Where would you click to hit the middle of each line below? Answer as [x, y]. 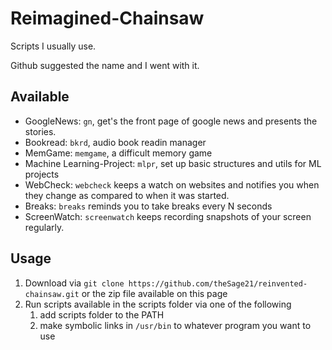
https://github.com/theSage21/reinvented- [218, 283]
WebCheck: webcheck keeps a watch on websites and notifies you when [172, 184]
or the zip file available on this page [154, 293]
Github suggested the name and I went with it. [105, 65]
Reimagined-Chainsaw [107, 18]
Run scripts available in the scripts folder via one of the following [158, 304]
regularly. [44, 227]
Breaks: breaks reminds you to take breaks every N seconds [148, 206]
